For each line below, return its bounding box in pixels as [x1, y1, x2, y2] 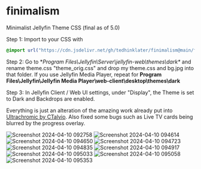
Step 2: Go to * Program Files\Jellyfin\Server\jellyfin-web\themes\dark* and [6, 58, 191, 65]
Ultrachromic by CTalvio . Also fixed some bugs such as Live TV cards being [6, 113, 193, 120]
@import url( [6, 47, 39, 53]
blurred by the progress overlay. [6, 119, 86, 126]
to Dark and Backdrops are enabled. [6, 95, 95, 102]
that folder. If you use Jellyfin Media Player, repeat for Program [6, 71, 162, 78]
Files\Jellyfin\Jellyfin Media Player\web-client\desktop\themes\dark [6, 77, 181, 84]
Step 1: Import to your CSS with [6, 35, 83, 43]
